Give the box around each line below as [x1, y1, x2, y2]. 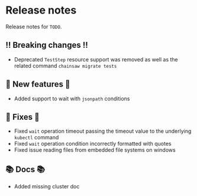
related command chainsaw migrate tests [14, 62, 117, 69]
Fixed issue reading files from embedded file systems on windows [14, 146, 176, 153]
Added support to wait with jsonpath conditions [14, 95, 131, 102]
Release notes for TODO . [5, 23, 62, 30]
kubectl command [14, 134, 59, 141]
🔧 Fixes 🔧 [5, 112, 40, 122]
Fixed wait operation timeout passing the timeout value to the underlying [14, 128, 192, 135]
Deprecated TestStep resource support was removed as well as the [14, 55, 178, 63]
